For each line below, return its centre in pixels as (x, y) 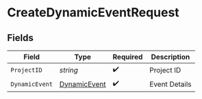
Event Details (171, 84)
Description (171, 57)
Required (128, 57)
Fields (21, 38)
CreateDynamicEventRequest (93, 13)
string (69, 70)
